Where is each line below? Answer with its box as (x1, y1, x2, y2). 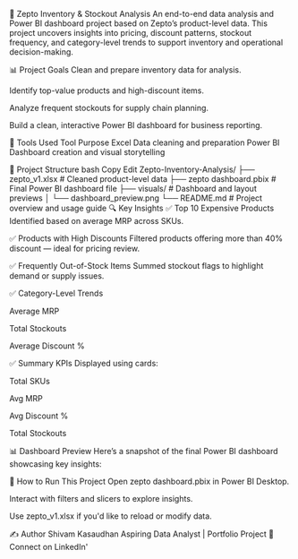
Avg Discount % (9, 410, 69, 421)
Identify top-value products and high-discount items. (9, 85, 204, 96)
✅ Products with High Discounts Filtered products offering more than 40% (9, 233, 284, 244)
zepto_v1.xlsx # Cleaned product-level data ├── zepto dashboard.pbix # (9, 174, 277, 184)
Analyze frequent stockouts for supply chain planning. (9, 103, 209, 113)
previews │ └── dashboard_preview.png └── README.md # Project (9, 193, 262, 203)
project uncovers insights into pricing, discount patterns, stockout (9, 28, 252, 38)
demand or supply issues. (9, 271, 105, 281)
